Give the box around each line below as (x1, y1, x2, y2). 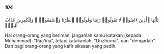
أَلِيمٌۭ (5, 22, 18, 28)
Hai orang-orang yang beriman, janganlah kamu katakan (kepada (5, 32, 142, 38)
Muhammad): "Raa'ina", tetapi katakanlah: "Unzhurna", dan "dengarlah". (5, 37, 156, 43)
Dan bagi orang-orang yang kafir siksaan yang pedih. (5, 43, 117, 49)
